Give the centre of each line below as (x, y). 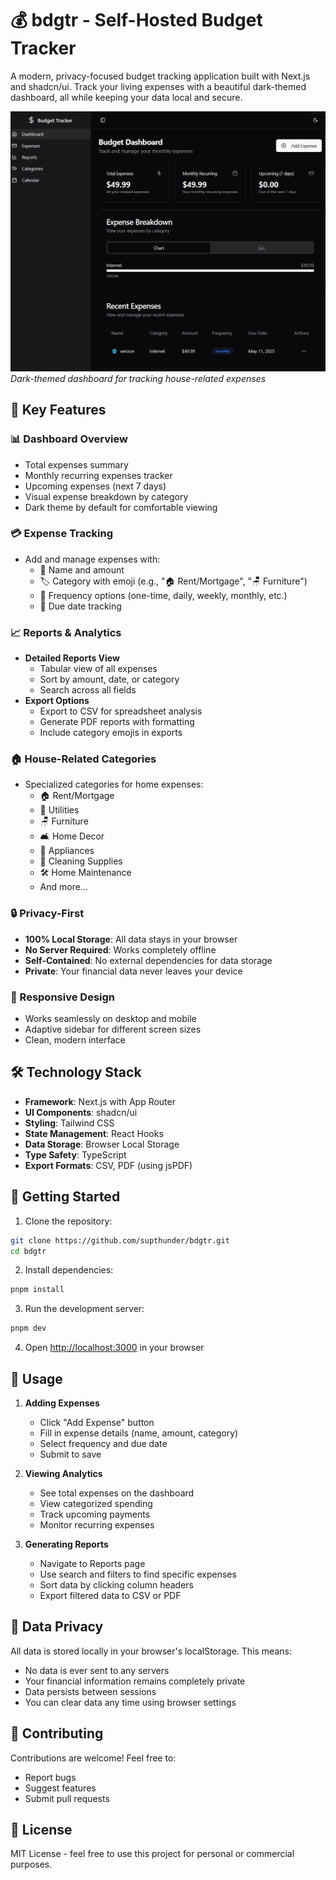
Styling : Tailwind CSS (69, 1123)
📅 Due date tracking (80, 606)
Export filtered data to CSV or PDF (110, 1595)
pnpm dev (28, 1328)
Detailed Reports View (72, 658)
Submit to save (70, 1454)
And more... (63, 887)
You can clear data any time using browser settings (130, 1702)
